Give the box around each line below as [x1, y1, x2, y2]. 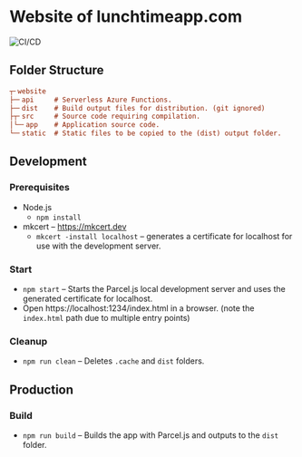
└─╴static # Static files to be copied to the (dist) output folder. [9, 129, 282, 138]
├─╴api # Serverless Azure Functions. [9, 95, 172, 104]
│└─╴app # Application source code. [9, 121, 161, 130]
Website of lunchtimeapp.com [9, 6, 243, 27]
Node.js [22, 201, 53, 212]
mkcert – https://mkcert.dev [22, 220, 127, 232]
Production [9, 382, 74, 397]
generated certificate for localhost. [22, 293, 153, 304]
